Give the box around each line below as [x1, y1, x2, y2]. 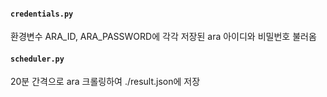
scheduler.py [10, 54, 65, 64]
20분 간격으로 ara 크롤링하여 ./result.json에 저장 [10, 76, 201, 88]
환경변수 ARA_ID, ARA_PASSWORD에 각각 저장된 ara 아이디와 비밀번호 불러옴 [10, 31, 317, 43]
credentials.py [10, 9, 74, 19]
